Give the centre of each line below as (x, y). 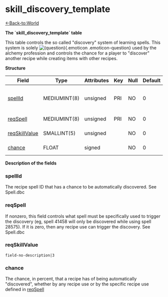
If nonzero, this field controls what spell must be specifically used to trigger (83, 216)
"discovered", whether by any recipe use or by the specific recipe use (77, 284)
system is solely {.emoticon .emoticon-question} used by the (81, 47)
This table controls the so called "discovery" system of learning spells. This (83, 42)
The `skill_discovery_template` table (44, 32)
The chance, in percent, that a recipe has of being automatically (71, 279)
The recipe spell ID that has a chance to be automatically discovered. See (81, 187)
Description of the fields (31, 163)
